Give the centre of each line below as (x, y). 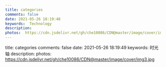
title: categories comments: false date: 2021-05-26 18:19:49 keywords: (77, 47)
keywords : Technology (28, 24)
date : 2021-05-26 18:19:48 (33, 19)
